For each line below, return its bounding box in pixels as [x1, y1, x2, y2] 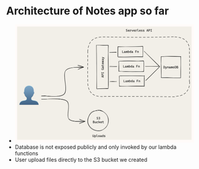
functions [14, 150, 39, 157]
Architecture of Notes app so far [6, 4, 169, 18]
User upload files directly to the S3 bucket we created [14, 156, 148, 164]
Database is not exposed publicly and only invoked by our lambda [14, 143, 177, 150]
